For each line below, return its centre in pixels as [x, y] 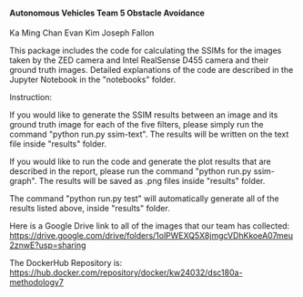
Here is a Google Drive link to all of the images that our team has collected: [150, 226]
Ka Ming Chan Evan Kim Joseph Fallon [82, 33]
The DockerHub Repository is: [66, 263]
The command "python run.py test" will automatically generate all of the [144, 199]
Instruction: [31, 97]
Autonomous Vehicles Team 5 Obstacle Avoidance [107, 13]
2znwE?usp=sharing [48, 245]
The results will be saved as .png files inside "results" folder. [152, 181]
